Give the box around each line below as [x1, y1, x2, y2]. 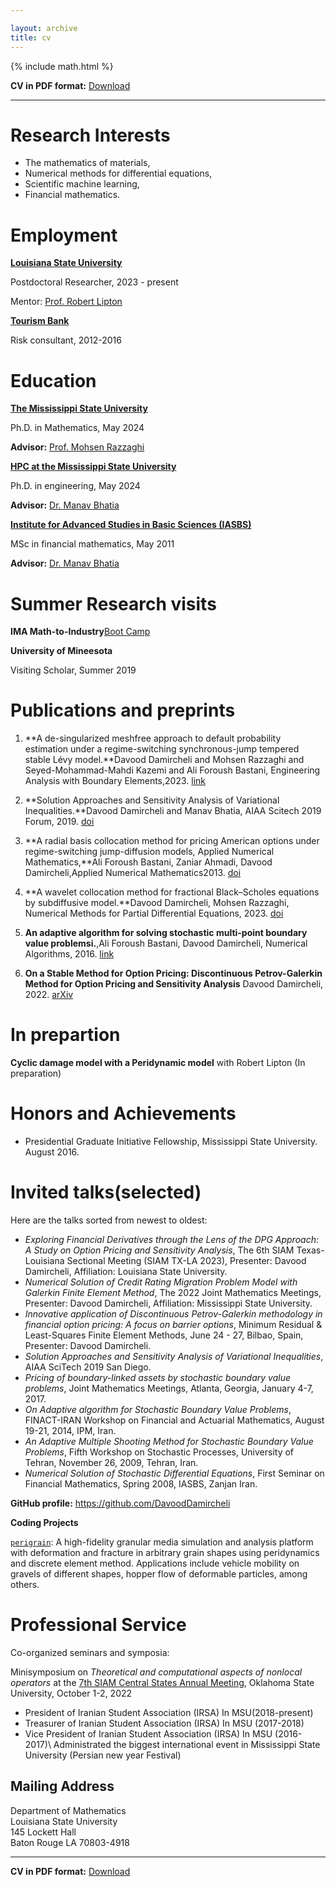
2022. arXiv [24, 989, 74, 1001]
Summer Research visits [10, 592, 217, 615]
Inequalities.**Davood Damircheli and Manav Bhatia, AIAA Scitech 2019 [24, 805, 322, 817]
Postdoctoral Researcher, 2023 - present [10, 276, 179, 288]
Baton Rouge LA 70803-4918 [10, 1836, 130, 1848]
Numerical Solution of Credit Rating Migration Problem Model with [24, 1276, 298, 1288]
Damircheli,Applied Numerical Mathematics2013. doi [24, 867, 242, 879]
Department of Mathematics [10, 1804, 127, 1816]
